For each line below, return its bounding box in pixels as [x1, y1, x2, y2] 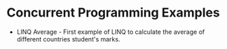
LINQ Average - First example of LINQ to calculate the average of [16, 28, 205, 36]
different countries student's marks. [16, 35, 121, 43]
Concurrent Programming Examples [6, 5, 220, 21]
